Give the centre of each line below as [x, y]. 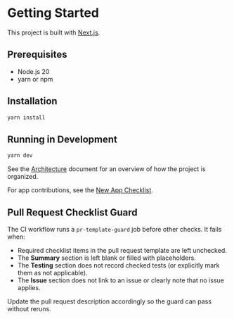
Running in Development [63, 139]
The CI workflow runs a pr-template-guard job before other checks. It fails [115, 229]
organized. [23, 177]
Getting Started [53, 13]
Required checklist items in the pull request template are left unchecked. [122, 250]
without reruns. [29, 308]
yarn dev [20, 156]
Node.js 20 [33, 71]
